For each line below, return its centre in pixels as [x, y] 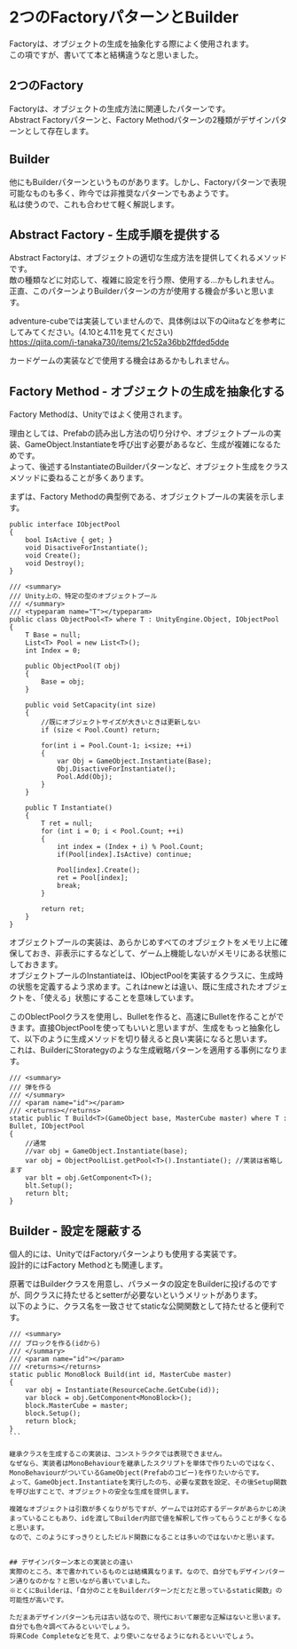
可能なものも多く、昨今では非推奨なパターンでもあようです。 [121, 193]
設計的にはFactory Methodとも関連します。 [89, 1265]
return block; [51, 1421]
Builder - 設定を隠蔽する [76, 1231]
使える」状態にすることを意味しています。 [121, 998]
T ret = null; [67, 824]
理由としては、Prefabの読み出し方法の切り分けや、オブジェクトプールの [141, 433]
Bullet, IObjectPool [47, 1126]
